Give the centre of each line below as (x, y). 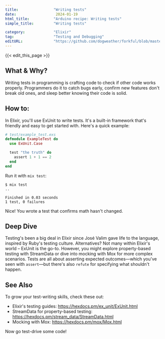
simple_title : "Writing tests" (46, 23)
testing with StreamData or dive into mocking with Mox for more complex (79, 254)
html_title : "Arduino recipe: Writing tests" (63, 19)
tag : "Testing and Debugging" (55, 37)
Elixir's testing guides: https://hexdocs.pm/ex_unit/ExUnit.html (75, 306)
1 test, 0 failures (25, 202)
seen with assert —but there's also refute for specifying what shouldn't (77, 264)
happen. (14, 269)
